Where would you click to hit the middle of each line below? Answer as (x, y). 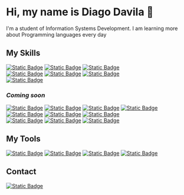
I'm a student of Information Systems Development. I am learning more (92, 28)
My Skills (23, 53)
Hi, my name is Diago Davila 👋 (80, 12)
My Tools (23, 139)
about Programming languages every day (56, 34)
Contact (21, 172)
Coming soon (26, 95)
